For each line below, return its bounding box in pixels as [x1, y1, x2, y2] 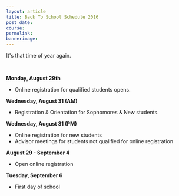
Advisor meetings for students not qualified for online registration [14, 138, 174, 144]
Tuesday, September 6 [6, 172, 63, 179]
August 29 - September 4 [6, 149, 70, 156]
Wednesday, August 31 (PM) [6, 120, 78, 127]
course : [6, 25, 25, 31]
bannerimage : [6, 36, 38, 42]
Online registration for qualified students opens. [14, 86, 131, 93]
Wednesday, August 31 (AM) [6, 97, 78, 104]
